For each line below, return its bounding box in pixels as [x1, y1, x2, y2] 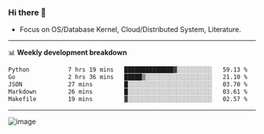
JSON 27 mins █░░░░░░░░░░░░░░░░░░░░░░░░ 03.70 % [8, 81, 247, 89]
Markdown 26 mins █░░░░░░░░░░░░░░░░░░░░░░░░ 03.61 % [8, 88, 247, 96]
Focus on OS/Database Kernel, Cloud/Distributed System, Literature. [19, 25, 242, 34]
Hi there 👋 [8, 7, 47, 18]
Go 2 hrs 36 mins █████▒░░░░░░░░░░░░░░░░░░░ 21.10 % [8, 74, 247, 81]
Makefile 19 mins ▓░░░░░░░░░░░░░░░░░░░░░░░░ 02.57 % [8, 95, 247, 103]
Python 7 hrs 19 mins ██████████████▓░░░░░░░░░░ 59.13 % [8, 66, 247, 74]
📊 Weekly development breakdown [8, 48, 127, 57]
